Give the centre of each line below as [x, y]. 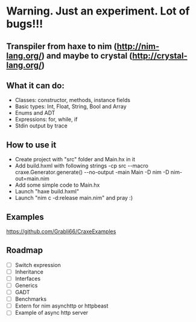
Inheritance [29, 272]
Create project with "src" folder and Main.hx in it [75, 159]
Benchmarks [31, 299]
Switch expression [38, 265]
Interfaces [28, 279]
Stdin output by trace [41, 126]
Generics [26, 286]
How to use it [31, 145]
